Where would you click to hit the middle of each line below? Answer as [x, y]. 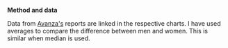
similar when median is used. [49, 38]
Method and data [32, 10]
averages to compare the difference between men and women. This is [108, 31]
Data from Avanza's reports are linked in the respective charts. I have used [114, 23]
